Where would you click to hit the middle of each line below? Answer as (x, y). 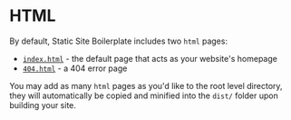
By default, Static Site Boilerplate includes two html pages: (119, 41)
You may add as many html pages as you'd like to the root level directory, (146, 85)
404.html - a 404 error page (75, 68)
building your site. (43, 105)
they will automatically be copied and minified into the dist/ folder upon (144, 95)
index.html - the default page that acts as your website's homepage (150, 58)
